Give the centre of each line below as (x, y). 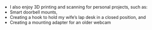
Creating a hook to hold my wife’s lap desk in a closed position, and (78, 17)
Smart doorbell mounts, (34, 12)
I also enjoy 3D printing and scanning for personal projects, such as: (79, 7)
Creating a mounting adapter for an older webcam (60, 22)
